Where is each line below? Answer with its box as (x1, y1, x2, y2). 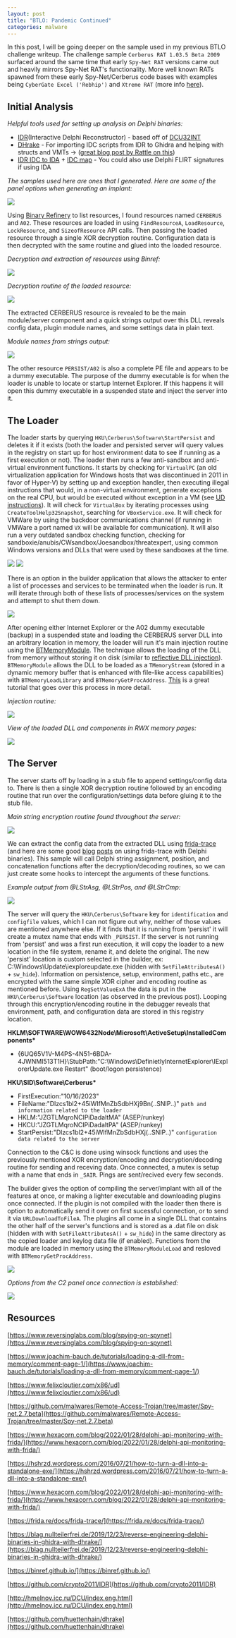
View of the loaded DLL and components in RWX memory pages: (7, 724, 197, 732)
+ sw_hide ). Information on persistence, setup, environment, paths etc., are (7, 969, 224, 978)
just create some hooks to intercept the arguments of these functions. (7, 869, 210, 878)
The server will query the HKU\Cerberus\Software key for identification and (7, 909, 228, 918)
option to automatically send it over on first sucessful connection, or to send (7, 1206, 229, 1215)
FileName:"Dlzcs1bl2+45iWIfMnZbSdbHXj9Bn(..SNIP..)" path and (17, 1099, 206, 1108)
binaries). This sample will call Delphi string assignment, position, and (7, 854, 210, 863)
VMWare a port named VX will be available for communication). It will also (7, 523, 220, 531)
